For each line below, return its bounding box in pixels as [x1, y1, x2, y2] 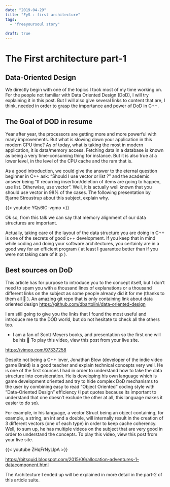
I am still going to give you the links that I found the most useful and [5, 311, 147, 317]
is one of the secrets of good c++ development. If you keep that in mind [5, 235, 156, 241]
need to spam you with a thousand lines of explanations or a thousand [5, 285, 152, 291]
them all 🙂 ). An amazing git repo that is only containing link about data [5, 296, 153, 302]
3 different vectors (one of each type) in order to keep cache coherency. [5, 420, 157, 427]
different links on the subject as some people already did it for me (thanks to [5, 290, 165, 296]
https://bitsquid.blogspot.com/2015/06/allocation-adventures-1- [5, 456, 140, 462]
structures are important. [5, 219, 57, 226]
